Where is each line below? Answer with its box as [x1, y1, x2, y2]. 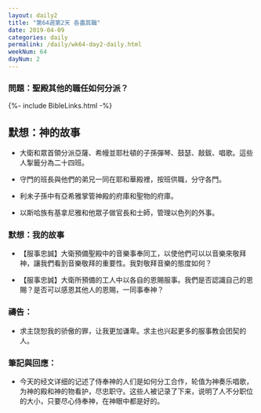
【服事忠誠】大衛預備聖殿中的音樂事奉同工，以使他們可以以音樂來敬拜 [19, 249, 247, 258]
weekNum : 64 [8, 48, 47, 56]
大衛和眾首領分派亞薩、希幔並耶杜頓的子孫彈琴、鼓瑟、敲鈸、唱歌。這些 [19, 148, 253, 157]
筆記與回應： [8, 357, 57, 368]
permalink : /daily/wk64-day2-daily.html [8, 41, 143, 49]
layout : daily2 [8, 11, 58, 20]
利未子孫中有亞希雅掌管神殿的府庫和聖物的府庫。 [19, 191, 178, 200]
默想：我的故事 [8, 229, 65, 240]
